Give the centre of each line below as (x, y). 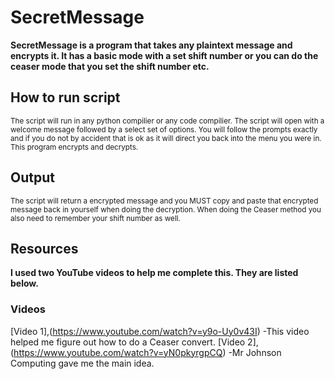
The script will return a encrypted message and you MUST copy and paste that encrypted (164, 201)
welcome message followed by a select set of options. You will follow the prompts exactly (164, 129)
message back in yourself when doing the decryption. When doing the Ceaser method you (166, 209)
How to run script (65, 97)
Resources (44, 248)
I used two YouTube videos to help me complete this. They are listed (154, 273)
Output (32, 177)
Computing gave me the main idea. (82, 363)
